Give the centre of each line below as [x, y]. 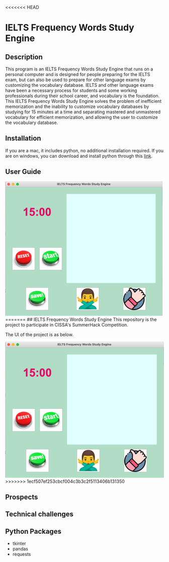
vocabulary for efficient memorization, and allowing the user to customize [82, 117]
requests [22, 554]
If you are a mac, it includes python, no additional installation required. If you [84, 150]
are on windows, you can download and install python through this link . [79, 156]
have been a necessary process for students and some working [71, 90]
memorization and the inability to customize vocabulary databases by [77, 106]
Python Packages [33, 531]
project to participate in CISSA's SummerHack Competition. [67, 325]
